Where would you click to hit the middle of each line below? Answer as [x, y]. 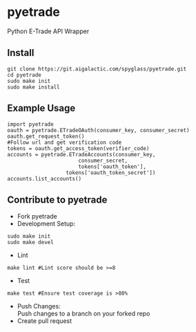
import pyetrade [30, 124]
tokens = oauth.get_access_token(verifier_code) [78, 148]
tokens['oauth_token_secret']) [111, 173]
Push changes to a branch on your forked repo [84, 314]
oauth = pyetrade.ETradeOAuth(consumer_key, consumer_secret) [98, 130]
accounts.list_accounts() [44, 178]
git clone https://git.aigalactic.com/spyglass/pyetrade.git [97, 69]
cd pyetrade [24, 75]
